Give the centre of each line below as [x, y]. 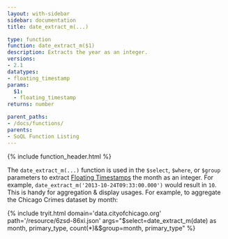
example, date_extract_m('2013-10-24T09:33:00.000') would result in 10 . [112, 184]
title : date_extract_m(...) [48, 27]
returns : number [31, 104]
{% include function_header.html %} [59, 156]
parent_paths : [28, 117]
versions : [22, 59]
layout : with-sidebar [39, 14]
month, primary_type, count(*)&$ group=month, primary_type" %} [101, 228]
